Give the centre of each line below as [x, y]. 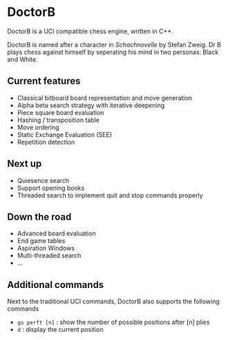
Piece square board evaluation [60, 112]
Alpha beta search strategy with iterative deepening [91, 105]
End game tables [41, 241]
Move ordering [38, 127]
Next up [25, 164]
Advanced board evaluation [56, 233]
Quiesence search [43, 180]
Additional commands [56, 285]
